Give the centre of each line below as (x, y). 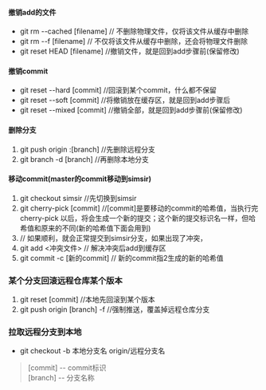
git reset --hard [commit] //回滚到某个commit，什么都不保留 (118, 90)
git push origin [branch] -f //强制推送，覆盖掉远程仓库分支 (115, 309)
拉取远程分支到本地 (45, 333)
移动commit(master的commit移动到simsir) (80, 179)
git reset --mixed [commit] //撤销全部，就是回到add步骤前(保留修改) (131, 110)
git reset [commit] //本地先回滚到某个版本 (87, 300)
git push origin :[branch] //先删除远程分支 (87, 149)
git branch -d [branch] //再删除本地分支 (84, 159)
